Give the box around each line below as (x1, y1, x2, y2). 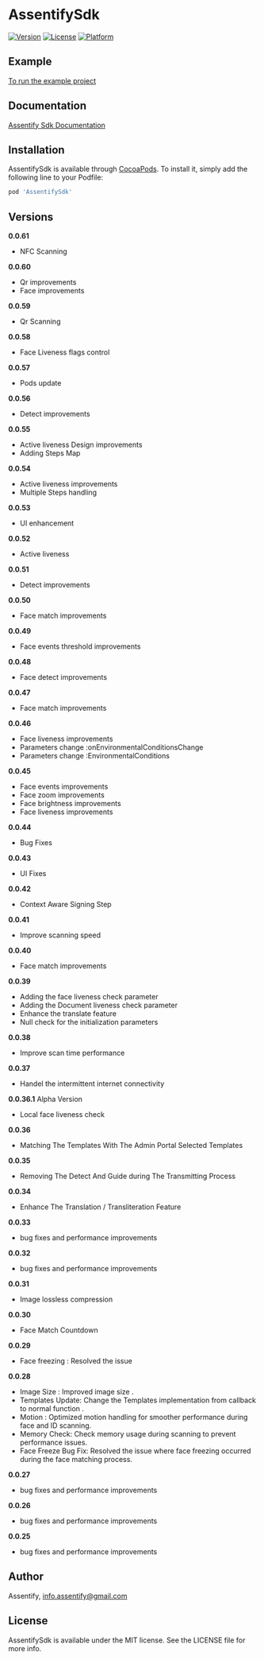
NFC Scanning (19, 246, 67, 256)
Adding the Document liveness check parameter (19, 1000, 178, 1010)
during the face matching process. (19, 1455, 133, 1464)
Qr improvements (19, 277, 77, 287)
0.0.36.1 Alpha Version (8, 1095, 83, 1104)
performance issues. (19, 1437, 88, 1448)
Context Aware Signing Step (19, 900, 113, 910)
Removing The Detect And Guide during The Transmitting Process (19, 1171, 236, 1181)
